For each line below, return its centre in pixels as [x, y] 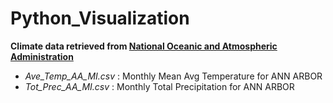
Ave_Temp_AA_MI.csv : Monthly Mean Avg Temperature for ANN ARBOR [173, 76]
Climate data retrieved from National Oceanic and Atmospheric [144, 46]
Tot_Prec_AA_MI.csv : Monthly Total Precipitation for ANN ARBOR [159, 86]
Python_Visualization [100, 18]
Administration [42, 56]
